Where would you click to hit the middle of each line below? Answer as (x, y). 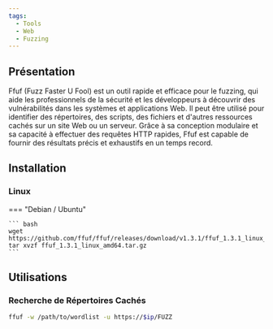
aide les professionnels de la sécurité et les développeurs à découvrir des (132, 100)
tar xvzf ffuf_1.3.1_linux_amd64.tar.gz (78, 245)
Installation (37, 169)
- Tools (29, 24)
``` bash (23, 224)
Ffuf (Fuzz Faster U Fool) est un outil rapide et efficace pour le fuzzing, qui (133, 91)
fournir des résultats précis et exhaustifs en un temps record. (111, 143)
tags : (17, 16)
